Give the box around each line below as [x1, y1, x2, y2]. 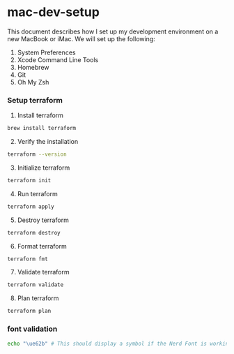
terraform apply [7, 203, 54, 210]
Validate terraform [17, 268, 70, 276]
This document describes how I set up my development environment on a [7, 27, 219, 36]
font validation [7, 324, 58, 334]
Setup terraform [7, 95, 63, 105]
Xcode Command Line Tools [17, 55, 99, 64]
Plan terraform [17, 294, 59, 302]
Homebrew [17, 63, 49, 71]
